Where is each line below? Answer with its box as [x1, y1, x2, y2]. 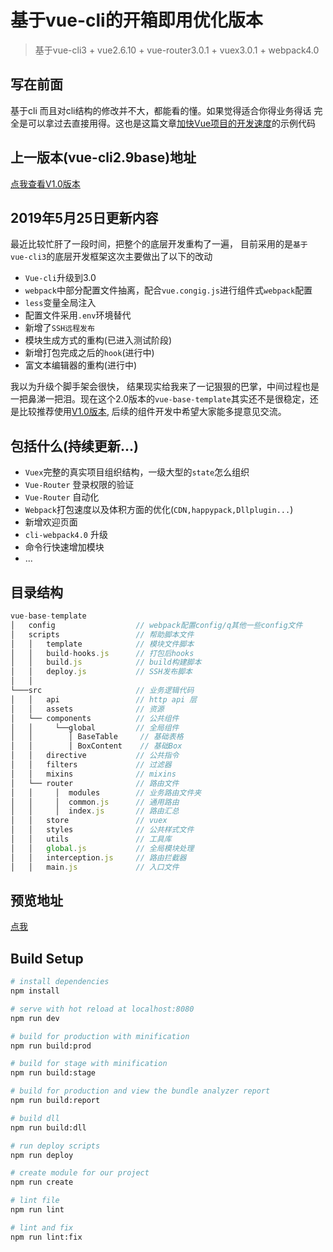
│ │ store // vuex [10, 816, 168, 826]
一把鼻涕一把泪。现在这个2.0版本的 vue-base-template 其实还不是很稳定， [10, 393, 310, 405]
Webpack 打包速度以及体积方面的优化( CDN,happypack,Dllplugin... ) [24, 504, 294, 516]
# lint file [10, 1196, 60, 1206]
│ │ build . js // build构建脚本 [10, 657, 202, 668]
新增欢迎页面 [24, 516, 78, 528]
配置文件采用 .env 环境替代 [24, 309, 132, 321]
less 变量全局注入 [24, 297, 97, 309]
